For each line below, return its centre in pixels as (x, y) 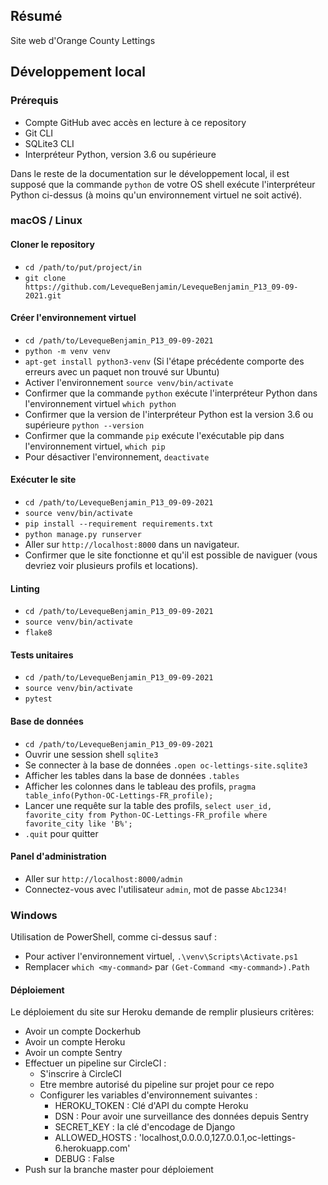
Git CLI (39, 133)
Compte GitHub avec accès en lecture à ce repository (135, 122)
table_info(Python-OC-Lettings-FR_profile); (119, 795)
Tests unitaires (42, 655)
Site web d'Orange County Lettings (83, 40)
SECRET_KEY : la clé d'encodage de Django (145, 1127)
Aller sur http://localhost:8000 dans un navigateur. (132, 545)
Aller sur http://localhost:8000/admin (103, 878)
